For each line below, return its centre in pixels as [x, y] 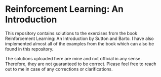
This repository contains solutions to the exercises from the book [71, 33]
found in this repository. [29, 49]
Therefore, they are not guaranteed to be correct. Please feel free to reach [81, 64]
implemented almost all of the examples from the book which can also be [80, 43]
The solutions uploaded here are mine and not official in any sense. [74, 58]
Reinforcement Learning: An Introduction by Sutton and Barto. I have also [80, 38]
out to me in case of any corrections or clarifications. [59, 69]
